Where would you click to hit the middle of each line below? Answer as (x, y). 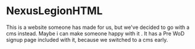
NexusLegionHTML (54, 11)
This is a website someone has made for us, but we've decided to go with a (98, 27)
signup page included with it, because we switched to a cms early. (87, 40)
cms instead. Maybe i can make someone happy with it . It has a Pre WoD (95, 33)
